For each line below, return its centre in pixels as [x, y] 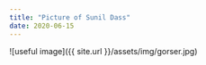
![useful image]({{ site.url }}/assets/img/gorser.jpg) [103, 51]
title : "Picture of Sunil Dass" [70, 17]
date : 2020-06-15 [42, 26]
